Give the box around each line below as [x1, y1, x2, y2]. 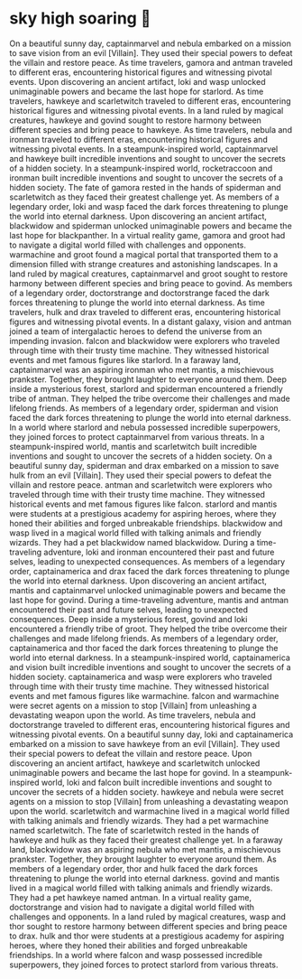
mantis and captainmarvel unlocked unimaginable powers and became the [9, 584, 286, 595]
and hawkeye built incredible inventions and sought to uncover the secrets [9, 153, 286, 163]
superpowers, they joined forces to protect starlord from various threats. [9, 959, 279, 970]
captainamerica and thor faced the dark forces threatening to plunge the [9, 642, 279, 653]
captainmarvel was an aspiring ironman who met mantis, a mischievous [9, 364, 275, 375]
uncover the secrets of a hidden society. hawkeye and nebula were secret [9, 786, 284, 797]
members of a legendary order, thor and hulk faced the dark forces [9, 862, 259, 874]
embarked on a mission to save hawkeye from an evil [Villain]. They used [9, 738, 280, 749]
